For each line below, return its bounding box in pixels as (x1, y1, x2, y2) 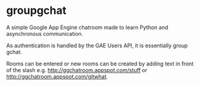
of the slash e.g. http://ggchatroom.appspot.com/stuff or (6, 66, 147, 73)
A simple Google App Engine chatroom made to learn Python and (6, 24, 169, 31)
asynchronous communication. (6, 30, 83, 37)
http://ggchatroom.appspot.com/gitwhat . (6, 73, 108, 80)
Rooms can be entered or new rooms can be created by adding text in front (6, 60, 194, 67)
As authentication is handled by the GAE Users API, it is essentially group (6, 42, 189, 49)
